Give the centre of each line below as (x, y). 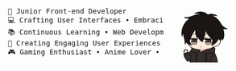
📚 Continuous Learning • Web (67, 32)
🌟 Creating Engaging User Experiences (84, 43)
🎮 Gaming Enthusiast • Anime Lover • (84, 52)
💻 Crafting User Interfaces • (69, 20)
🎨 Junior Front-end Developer (67, 11)
